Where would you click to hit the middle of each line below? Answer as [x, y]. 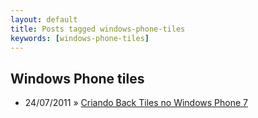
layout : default [44, 19]
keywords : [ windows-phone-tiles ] [80, 38]
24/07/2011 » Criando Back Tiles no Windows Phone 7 [136, 103]
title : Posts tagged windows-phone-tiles [98, 29]
